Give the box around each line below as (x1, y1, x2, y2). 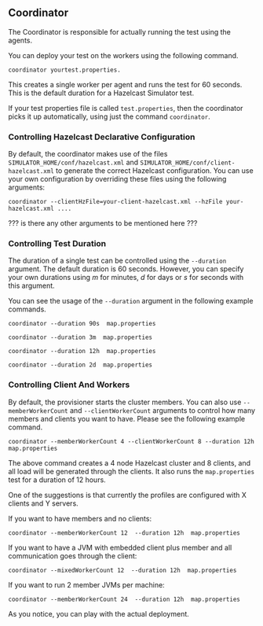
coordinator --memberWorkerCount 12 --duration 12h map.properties (8, 528, 241, 537)
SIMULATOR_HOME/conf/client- (140, 159, 236, 168)
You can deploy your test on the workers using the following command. (8, 50, 239, 60)
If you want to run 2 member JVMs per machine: (8, 580, 165, 589)
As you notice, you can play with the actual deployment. (8, 609, 190, 618)
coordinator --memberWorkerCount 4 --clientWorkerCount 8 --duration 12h (8, 437, 255, 445)
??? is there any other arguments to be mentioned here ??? (8, 219, 198, 228)
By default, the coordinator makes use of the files (8, 149, 168, 159)
